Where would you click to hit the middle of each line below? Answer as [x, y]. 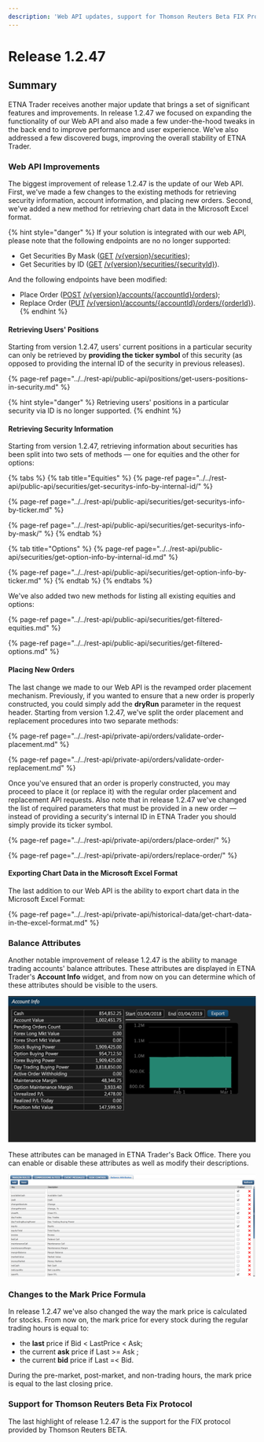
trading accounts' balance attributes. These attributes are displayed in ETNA [132, 969]
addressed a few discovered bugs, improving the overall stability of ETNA [127, 138]
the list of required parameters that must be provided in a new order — [123, 808]
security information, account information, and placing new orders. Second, [131, 200]
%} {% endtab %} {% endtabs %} [98, 581]
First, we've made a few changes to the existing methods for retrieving [123, 192]
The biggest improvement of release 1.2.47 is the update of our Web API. [126, 183]
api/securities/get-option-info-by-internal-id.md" [87, 557]
